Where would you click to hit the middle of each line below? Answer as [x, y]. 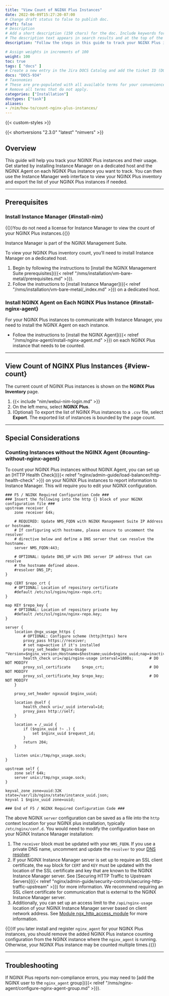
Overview [21, 148]
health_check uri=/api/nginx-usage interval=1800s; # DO [91, 659]
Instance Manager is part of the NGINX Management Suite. [66, 243]
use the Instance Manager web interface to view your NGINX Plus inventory [83, 176]
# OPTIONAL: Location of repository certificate [66, 588]
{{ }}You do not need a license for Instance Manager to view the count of [80, 228]
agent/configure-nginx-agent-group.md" [48, 988]
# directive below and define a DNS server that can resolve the [84, 539]
